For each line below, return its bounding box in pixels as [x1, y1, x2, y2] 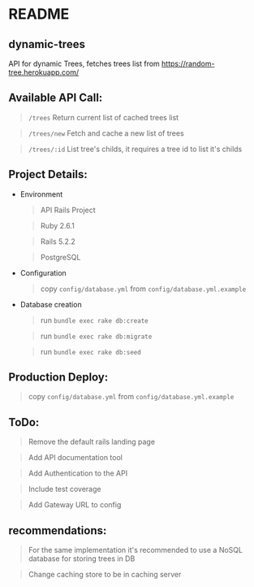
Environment [19, 189, 63, 199]
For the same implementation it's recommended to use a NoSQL [28, 546, 243, 555]
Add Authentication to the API [28, 468, 128, 478]
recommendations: [8, 524, 107, 537]
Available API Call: [8, 91, 103, 105]
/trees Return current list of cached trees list [28, 112, 179, 122]
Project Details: [8, 167, 88, 181]
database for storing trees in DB [28, 554, 136, 563]
